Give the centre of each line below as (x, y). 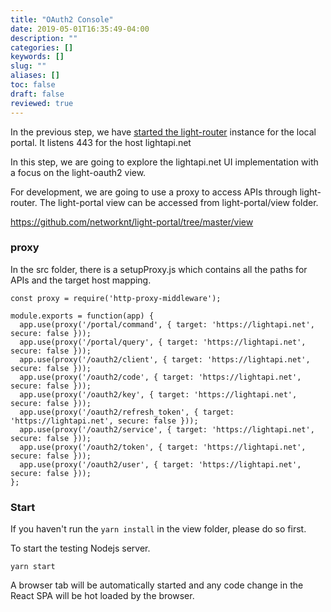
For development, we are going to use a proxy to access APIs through (154, 192)
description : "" (44, 38)
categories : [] (42, 47)
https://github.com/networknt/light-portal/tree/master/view (132, 222)
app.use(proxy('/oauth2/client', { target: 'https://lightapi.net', (165, 359)
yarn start (33, 567)
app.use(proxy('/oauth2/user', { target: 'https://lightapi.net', (160, 464)
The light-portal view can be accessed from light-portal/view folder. (179, 202)
